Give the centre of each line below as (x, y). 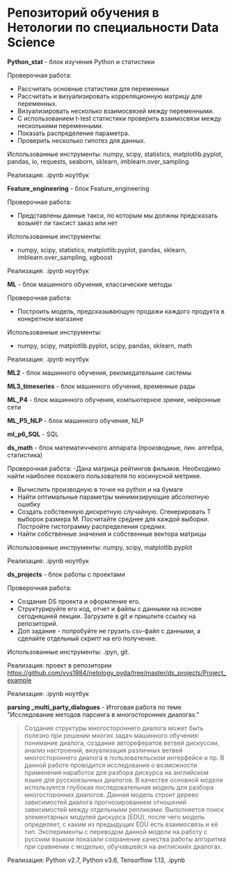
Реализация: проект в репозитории (60, 665)
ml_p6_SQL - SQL (33, 434)
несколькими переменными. (60, 125)
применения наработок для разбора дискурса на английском (116, 772)
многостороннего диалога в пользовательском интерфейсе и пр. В (124, 757)
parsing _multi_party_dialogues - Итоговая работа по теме (95, 707)
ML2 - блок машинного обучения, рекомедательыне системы (99, 372)
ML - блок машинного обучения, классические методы (90, 284)
